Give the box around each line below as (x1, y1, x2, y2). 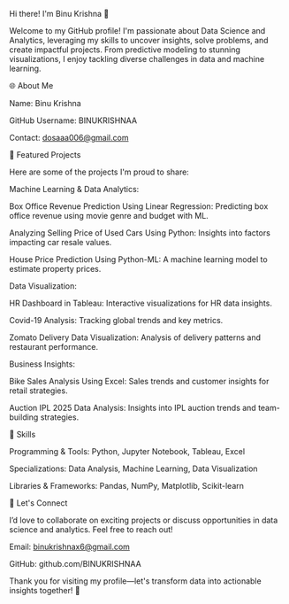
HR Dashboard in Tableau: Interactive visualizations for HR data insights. (9, 298, 272, 308)
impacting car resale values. (9, 237, 112, 247)
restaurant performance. (9, 342, 99, 352)
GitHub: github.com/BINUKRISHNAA (9, 559, 141, 569)
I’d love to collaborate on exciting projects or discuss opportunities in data (9, 515, 278, 525)
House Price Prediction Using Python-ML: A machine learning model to (9, 254, 268, 265)
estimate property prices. (9, 264, 102, 274)
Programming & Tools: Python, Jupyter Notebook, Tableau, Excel (9, 446, 246, 456)
